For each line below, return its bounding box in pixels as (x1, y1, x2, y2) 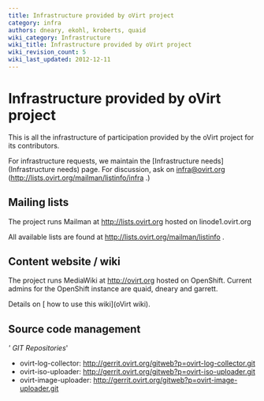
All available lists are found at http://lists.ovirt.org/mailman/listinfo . (8, 232, 225, 242)
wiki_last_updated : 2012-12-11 (8, 56, 111, 64)
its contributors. (8, 141, 60, 150)
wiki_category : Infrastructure (8, 33, 111, 42)
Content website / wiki (8, 255, 121, 268)
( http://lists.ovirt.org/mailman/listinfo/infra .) (8, 173, 151, 182)
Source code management (8, 322, 141, 335)
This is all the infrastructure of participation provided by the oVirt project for (8, 132, 255, 142)
